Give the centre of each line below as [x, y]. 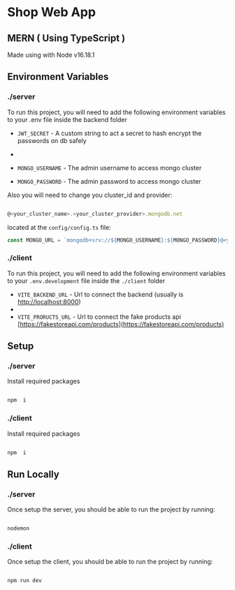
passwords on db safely [52, 140]
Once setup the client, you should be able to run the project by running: [110, 562]
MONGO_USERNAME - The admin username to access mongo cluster [109, 167]
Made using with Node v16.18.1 [51, 55]
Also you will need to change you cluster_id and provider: [90, 195]
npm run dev [24, 581]
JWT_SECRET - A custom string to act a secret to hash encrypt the [109, 133]
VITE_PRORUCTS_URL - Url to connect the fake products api [99, 317]
